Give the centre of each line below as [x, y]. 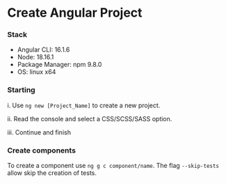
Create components [42, 150]
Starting [22, 90]
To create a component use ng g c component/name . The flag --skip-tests [113, 166]
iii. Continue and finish [39, 132]
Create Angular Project [75, 13]
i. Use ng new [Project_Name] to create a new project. [84, 105]
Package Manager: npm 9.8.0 [59, 65]
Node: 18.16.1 [35, 57]
